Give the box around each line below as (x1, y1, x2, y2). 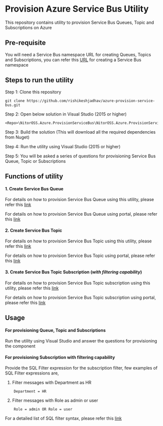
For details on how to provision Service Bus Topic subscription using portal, (5, 294, 156, 300)
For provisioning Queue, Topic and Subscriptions (5, 327, 106, 333)
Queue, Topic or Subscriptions (5, 158, 66, 164)
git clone (5, 98, 25, 103)
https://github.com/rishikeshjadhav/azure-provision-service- (26, 98, 155, 103)
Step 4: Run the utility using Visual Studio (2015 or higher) (5, 143, 121, 149)
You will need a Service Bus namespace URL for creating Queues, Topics (5, 51, 151, 57)
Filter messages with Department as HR (12, 380, 92, 386)
